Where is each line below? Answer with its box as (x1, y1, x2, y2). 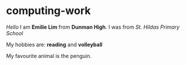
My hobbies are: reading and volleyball (6, 41, 103, 48)
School (6, 29, 24, 36)
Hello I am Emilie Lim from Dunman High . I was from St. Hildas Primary (6, 23, 180, 30)
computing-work (6, 4, 92, 18)
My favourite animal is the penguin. (6, 52, 92, 59)
